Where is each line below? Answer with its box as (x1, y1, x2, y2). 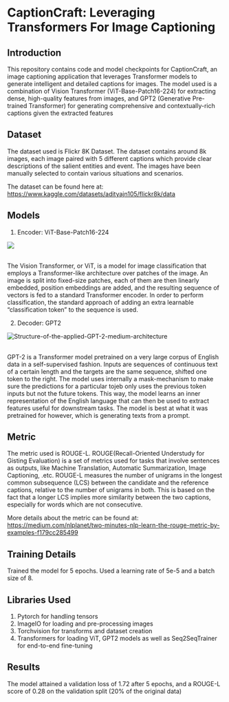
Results (7, 661, 41, 673)
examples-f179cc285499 (7, 529, 78, 537)
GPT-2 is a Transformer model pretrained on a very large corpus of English (7, 352, 219, 361)
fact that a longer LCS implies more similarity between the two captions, (7, 493, 211, 502)
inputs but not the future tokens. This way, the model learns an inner (7, 389, 201, 397)
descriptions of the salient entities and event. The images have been (7, 162, 201, 170)
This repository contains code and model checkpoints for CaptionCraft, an (7, 65, 218, 73)
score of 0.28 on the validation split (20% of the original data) (7, 687, 182, 695)
